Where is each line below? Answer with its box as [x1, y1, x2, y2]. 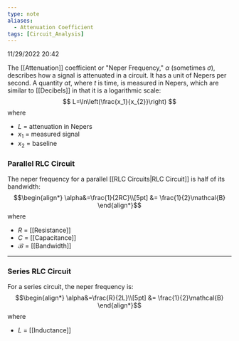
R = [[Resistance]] [17, 226, 71, 235]
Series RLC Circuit [7, 266, 71, 276]
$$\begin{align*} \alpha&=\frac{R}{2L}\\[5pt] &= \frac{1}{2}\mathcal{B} [15, 293, 224, 303]
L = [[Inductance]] [17, 326, 71, 335]
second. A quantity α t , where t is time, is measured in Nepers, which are [7, 79, 219, 88]
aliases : [7, 17, 33, 24]
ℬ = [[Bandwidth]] [17, 241, 72, 250]
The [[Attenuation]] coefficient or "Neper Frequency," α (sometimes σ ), [7, 63, 216, 72]
